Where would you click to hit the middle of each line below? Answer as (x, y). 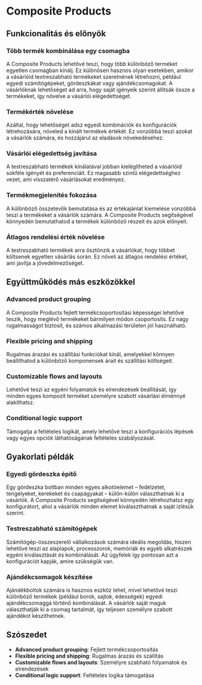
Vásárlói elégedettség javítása (52, 154)
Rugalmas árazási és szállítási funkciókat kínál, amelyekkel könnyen (90, 354)
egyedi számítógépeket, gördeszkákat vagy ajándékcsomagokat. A (90, 83)
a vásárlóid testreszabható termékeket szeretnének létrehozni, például (93, 76)
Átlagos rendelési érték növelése (55, 237)
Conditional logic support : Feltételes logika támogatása (85, 675)
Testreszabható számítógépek (52, 529)
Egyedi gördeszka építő (42, 474)
